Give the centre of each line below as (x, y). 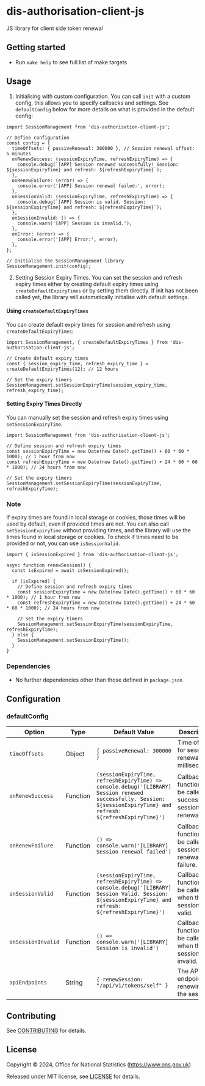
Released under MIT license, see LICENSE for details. (73, 1076)
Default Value (134, 732)
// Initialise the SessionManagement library (65, 261)
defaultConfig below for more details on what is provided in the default (105, 109)
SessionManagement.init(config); (49, 266)
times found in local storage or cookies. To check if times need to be (92, 537)
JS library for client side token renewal (55, 28)
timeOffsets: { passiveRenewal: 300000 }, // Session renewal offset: (103, 148)
